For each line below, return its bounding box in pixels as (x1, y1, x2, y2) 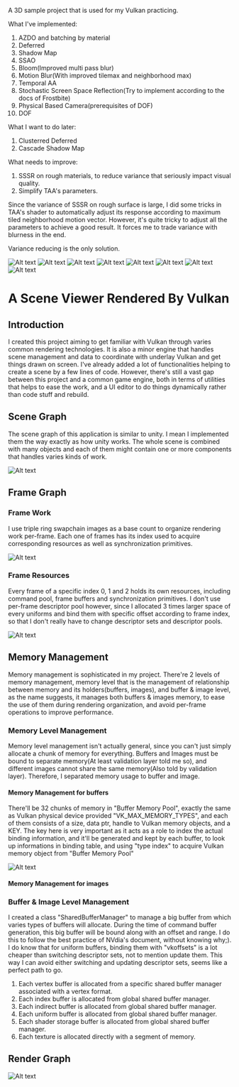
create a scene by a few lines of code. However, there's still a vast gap (8, 368, 215, 376)
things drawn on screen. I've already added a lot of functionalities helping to (8, 360, 231, 368)
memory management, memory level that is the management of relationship (8, 677, 230, 686)
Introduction (8, 319, 65, 331)
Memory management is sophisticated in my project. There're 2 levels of (8, 670, 221, 679)
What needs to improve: (8, 158, 78, 166)
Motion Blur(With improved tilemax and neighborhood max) (18, 71, 192, 80)
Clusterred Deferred (18, 136, 77, 145)
